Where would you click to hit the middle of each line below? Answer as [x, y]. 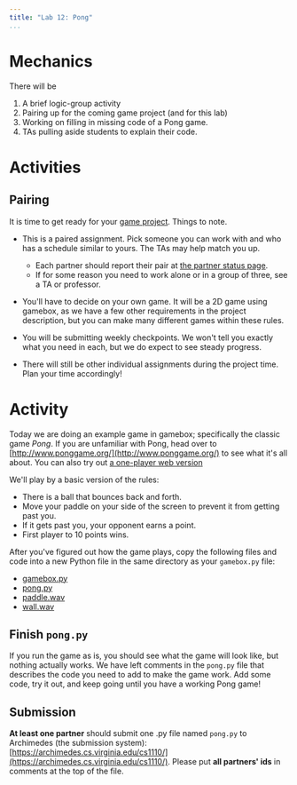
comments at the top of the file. [66, 771]
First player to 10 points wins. [75, 535]
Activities [45, 167]
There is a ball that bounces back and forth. [102, 496]
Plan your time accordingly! [72, 373]
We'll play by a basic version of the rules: [84, 480]
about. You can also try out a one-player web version [106, 462]
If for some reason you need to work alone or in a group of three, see [161, 274]
